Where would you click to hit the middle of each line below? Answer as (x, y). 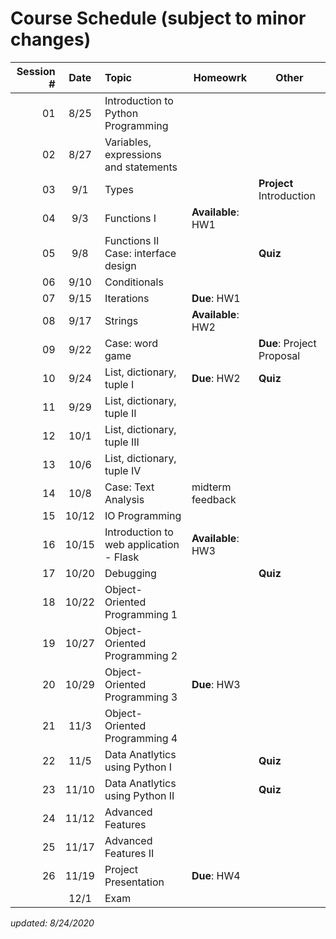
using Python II (139, 795)
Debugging (130, 573)
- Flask (122, 557)
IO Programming (143, 515)
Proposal (279, 355)
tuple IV (123, 470)
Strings (121, 320)
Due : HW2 (216, 378)
